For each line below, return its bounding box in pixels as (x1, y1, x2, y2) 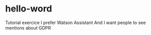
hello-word (5, 3, 52, 14)
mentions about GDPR (5, 24, 51, 30)
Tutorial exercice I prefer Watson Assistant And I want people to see (5, 19, 146, 25)
